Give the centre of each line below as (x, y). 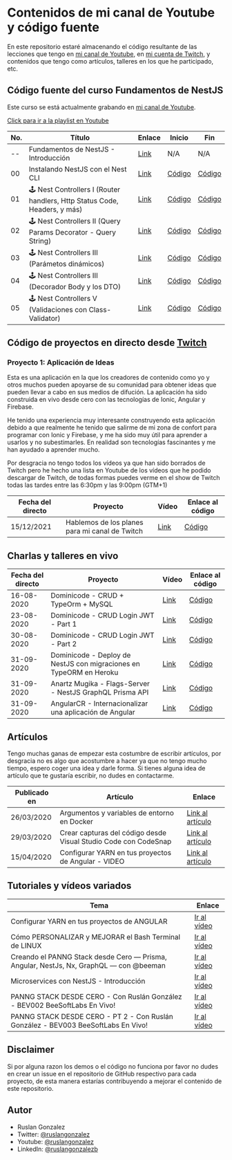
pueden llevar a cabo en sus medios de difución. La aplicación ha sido (107, 392)
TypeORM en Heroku (85, 672)
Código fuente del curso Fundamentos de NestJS (115, 90)
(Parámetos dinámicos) (67, 264)
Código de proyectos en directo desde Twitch (107, 343)
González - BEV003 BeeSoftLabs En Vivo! (79, 1025)
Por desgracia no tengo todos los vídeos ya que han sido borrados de (106, 463)
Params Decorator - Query (72, 232)
